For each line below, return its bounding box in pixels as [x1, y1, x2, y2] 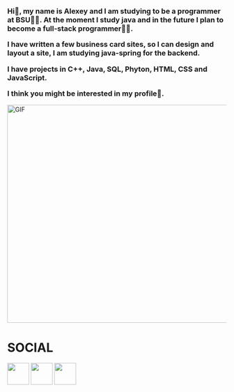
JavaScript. [7, 73, 47, 82]
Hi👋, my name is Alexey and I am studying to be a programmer [7, 6, 221, 16]
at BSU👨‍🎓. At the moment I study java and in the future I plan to [7, 15, 224, 24]
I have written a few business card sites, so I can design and [7, 40, 214, 50]
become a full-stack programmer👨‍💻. [7, 24, 134, 33]
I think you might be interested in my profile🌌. [7, 89, 165, 98]
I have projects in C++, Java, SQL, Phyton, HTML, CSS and [7, 64, 208, 74]
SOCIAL [7, 340, 54, 355]
